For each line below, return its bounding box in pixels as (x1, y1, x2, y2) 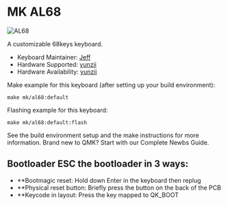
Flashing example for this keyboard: (7, 106, 108, 114)
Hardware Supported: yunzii (16, 60, 97, 68)
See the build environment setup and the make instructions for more (7, 131, 200, 139)
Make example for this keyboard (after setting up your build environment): (7, 80, 216, 89)
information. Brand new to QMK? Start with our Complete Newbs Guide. (7, 138, 210, 147)
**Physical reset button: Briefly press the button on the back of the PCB (16, 183, 221, 192)
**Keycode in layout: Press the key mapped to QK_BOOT (16, 190, 179, 198)
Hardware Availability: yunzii (16, 68, 97, 76)
